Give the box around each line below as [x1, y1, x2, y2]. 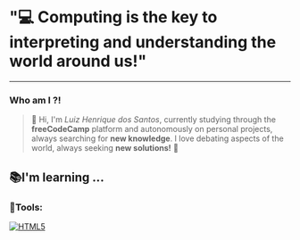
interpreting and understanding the [9, 32, 277, 53]
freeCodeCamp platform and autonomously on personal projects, [30, 124, 273, 135]
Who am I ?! [9, 94, 62, 106]
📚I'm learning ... [9, 170, 104, 185]
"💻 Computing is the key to [9, 7, 218, 28]
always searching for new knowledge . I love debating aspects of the [30, 133, 284, 144]
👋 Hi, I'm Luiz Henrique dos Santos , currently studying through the [30, 114, 277, 125]
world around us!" [9, 51, 147, 71]
